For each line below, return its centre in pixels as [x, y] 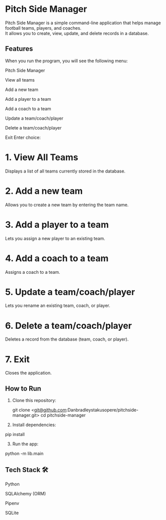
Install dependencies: [34, 425]
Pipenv [12, 503]
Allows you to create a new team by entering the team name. [67, 205]
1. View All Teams [42, 157]
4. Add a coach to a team [57, 258]
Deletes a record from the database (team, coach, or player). [67, 339]
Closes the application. [28, 373]
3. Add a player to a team [57, 225]
